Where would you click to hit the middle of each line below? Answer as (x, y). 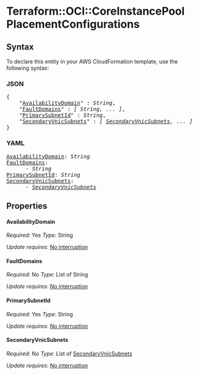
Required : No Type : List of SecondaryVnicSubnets (69, 354)
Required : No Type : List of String (47, 275)
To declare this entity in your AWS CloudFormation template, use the (92, 61)
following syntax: (28, 68)
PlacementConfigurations (73, 24)
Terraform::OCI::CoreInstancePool (95, 11)
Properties (27, 206)
